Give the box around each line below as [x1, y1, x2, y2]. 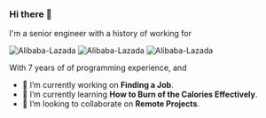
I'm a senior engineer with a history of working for [9, 28, 192, 39]
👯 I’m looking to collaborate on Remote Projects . [21, 98, 200, 109]
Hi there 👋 [9, 8, 53, 20]
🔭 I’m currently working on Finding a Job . [21, 80, 175, 90]
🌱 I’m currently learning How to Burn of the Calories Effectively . [21, 89, 258, 100]
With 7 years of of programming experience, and [9, 62, 187, 74]
